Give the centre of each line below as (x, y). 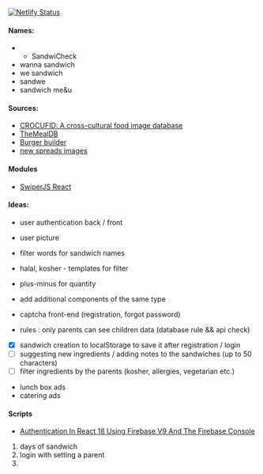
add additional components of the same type (92, 299)
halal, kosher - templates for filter (74, 268)
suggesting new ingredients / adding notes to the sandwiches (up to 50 (136, 354)
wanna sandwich (47, 65)
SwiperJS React (45, 187)
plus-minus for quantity (58, 283)
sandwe (32, 82)
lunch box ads (43, 387)
